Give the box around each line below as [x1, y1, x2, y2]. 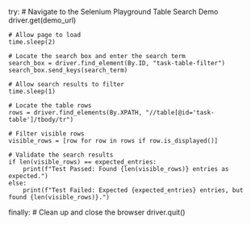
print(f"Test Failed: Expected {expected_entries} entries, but [23, 186, 244, 194]
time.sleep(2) [8, 38, 56, 46]
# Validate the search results [8, 151, 114, 159]
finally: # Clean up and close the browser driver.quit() [8, 207, 186, 217]
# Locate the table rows [8, 102, 92, 110]
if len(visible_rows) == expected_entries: [8, 158, 157, 166]
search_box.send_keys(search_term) [8, 66, 128, 74]
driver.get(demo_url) [8, 15, 77, 25]
